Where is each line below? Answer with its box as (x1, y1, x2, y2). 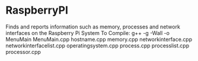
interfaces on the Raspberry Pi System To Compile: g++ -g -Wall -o (5, 29, 170, 36)
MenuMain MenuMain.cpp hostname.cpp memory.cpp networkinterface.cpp (5, 36, 193, 43)
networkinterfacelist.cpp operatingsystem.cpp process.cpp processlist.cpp (5, 42, 190, 49)
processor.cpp (5, 48, 41, 55)
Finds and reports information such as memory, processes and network (5, 23, 180, 30)
